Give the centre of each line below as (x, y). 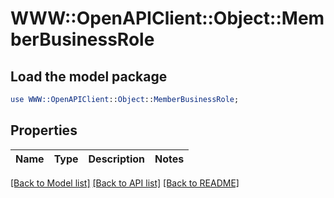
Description (116, 159)
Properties (44, 130)
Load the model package (89, 76)
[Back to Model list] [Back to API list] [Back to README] (125, 183)
